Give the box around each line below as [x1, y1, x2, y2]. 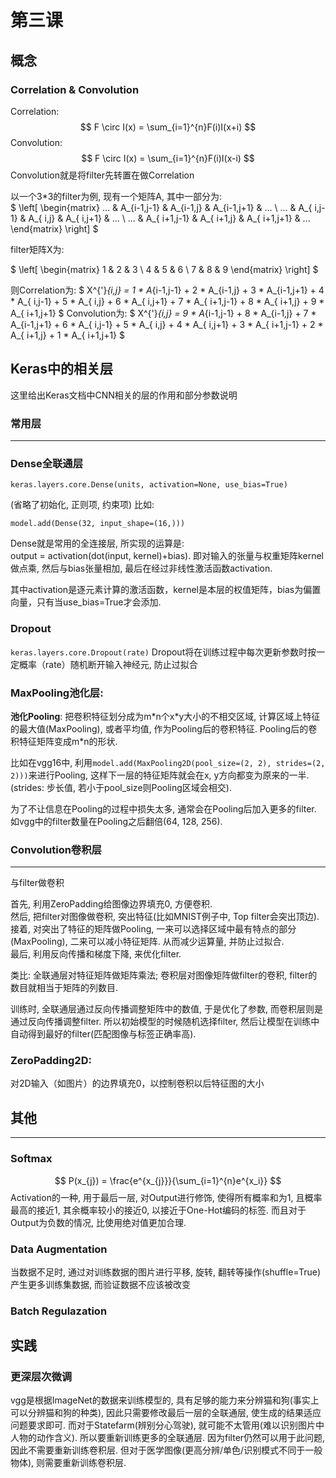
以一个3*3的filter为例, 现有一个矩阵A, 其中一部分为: [10, 190, 223, 202]
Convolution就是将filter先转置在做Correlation [10, 169, 195, 181]
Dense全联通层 [10, 456, 84, 470]
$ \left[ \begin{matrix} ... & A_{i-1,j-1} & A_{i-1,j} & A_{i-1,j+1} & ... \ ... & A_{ [10, 201, 313, 213]
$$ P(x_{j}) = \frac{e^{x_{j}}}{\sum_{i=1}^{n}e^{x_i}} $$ [54, 1174, 282, 1186]
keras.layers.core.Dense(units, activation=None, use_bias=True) [10, 480, 288, 490]
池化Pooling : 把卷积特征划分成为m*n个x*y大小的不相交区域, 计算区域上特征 [10, 710, 321, 722]
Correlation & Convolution [10, 82, 140, 96]
